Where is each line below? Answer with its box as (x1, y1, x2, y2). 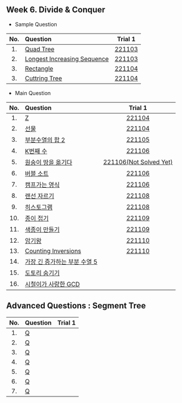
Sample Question (14, 20, 58, 28)
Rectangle (24, 64, 54, 72)
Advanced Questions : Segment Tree (6, 301, 146, 311)
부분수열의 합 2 (24, 136, 66, 144)
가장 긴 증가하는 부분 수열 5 (24, 257, 98, 265)
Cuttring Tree (24, 74, 63, 83)
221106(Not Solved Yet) (103, 158, 173, 166)
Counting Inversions (24, 246, 82, 255)
